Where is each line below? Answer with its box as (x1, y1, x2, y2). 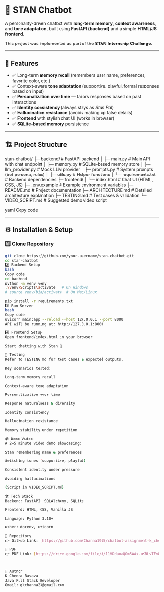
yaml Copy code (5, 207, 38, 213)
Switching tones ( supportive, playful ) (5, 459, 86, 463)
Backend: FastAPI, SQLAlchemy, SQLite (5, 498, 84, 503)
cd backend (5, 276, 27, 281)
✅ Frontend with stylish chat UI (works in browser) (12, 115, 115, 121)
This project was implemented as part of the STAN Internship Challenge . (5, 40, 153, 46)
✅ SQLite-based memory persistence (12, 121, 89, 127)
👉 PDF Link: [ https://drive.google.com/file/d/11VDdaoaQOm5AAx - (5, 551, 141, 556)
